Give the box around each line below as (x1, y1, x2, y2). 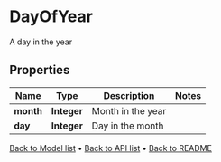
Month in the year (91, 104, 167, 117)
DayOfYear (9, 6, 93, 27)
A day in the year (9, 36, 73, 47)
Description (103, 89, 155, 101)
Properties (9, 62, 70, 78)
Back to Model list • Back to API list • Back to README (9, 142, 212, 153)
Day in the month (91, 119, 164, 132)
